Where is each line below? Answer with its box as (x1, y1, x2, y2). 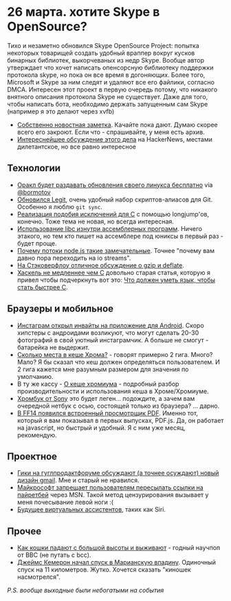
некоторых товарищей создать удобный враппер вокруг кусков (7, 49, 195, 57)
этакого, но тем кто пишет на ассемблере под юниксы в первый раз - (16, 232, 223, 240)
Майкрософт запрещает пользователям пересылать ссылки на (16, 483, 204, 492)
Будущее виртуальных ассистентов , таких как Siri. (16, 505, 166, 514)
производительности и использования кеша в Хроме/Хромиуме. (16, 386, 209, 395)
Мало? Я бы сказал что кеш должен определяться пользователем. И (16, 358, 220, 366)
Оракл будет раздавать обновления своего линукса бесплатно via (16, 180, 213, 189)
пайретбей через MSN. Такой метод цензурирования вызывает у (16, 491, 209, 499)
